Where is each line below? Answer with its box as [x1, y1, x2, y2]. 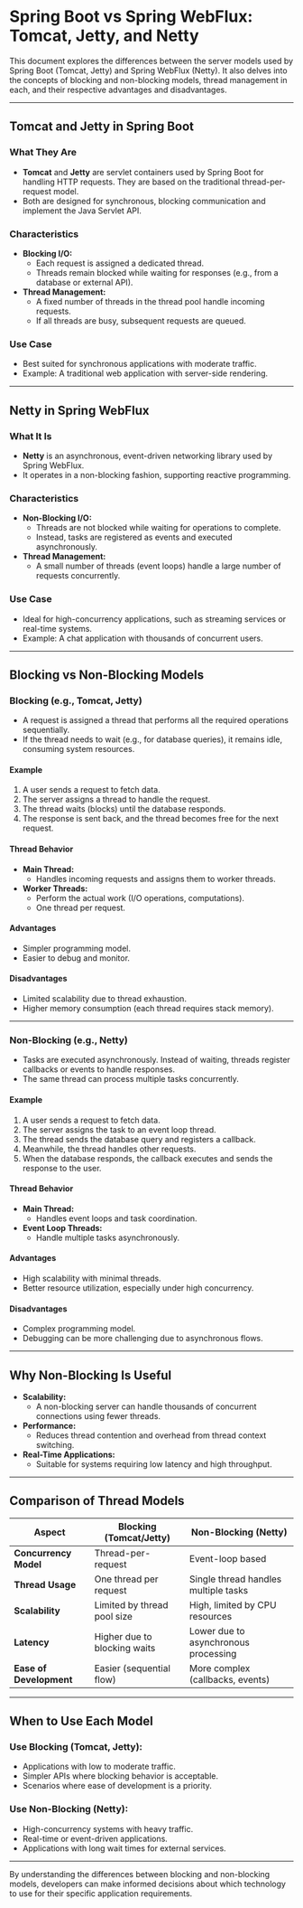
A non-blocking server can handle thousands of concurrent [35, 1401, 257, 1412]
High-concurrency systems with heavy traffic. [22, 1823, 194, 1834]
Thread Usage [14, 1578, 77, 1591]
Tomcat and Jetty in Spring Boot [9, 119, 195, 135]
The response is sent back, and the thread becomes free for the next [22, 813, 280, 824]
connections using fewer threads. [35, 1410, 161, 1421]
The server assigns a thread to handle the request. [22, 794, 211, 805]
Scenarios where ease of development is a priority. [22, 1781, 212, 1791]
